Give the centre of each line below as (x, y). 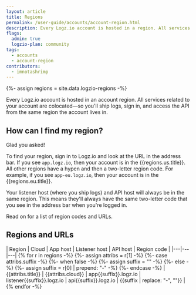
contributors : (23, 66)
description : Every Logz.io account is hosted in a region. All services (98, 28)
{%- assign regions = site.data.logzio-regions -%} (67, 88)
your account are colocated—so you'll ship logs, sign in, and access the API (98, 106)
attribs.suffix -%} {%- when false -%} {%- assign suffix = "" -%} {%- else (96, 262)
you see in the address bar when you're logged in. (67, 205)
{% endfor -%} (24, 286)
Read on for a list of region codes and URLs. (60, 217)
